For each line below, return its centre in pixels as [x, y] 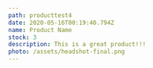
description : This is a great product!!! [77, 45]
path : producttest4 [40, 15]
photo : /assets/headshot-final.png [67, 52]
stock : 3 [22, 37]
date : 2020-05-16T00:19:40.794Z [61, 23]
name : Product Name [40, 30]
